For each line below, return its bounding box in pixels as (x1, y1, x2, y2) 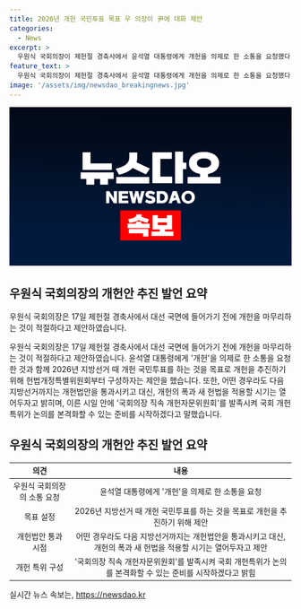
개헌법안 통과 (16, 531, 63, 542)
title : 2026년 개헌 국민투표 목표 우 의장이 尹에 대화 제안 (9, 14, 203, 23)
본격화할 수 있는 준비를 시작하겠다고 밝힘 (115, 568, 256, 579)
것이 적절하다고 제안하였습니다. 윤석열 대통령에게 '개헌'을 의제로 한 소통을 (18, 352, 275, 363)
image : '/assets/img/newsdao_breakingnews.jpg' (9, 81, 191, 90)
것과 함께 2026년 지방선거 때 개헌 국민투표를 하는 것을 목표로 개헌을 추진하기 (18, 364, 287, 375)
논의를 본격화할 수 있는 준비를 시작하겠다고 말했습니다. (32, 409, 222, 420)
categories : (9, 23, 54, 33)
